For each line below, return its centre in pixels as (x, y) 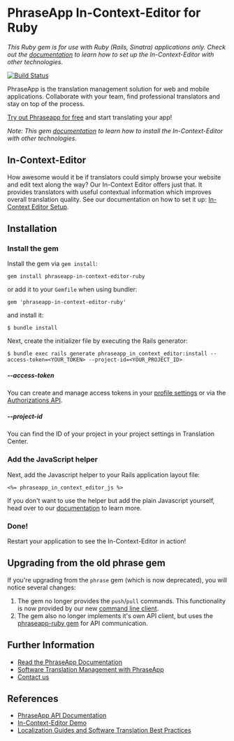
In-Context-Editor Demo (52, 723)
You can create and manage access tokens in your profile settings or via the (117, 393)
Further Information (51, 645)
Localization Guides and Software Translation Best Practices (104, 731)
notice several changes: (42, 587)
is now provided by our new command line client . (88, 608)
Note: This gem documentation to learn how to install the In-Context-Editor (115, 131)
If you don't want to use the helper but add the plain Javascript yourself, (111, 500)
